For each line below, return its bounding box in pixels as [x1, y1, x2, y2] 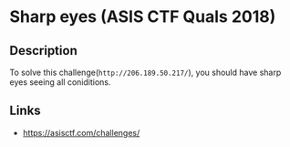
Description [9, 43, 78, 58]
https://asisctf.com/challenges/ [22, 127, 140, 138]
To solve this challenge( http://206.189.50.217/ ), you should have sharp [9, 67, 282, 78]
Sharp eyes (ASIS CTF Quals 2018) [9, 6, 276, 27]
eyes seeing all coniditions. [9, 77, 111, 88]
